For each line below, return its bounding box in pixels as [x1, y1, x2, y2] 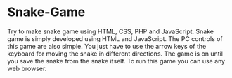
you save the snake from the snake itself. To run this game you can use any [7, 56, 226, 65]
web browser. [7, 64, 47, 72]
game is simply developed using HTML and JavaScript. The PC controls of [7, 34, 223, 42]
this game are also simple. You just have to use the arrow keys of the [7, 42, 207, 50]
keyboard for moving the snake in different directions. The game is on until [7, 49, 224, 58]
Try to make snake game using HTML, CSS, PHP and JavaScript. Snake [7, 27, 214, 36]
